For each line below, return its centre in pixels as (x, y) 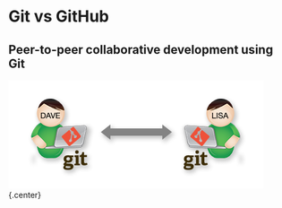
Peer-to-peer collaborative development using (141, 50)
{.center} (25, 195)
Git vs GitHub (59, 17)
